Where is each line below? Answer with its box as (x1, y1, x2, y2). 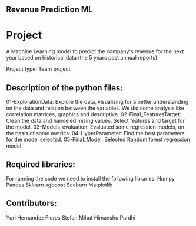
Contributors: (6, 198, 57, 208)
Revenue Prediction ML (6, 5, 93, 15)
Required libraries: (6, 159, 75, 169)
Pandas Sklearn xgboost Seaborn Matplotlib (6, 181, 113, 188)
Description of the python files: (6, 83, 123, 93)
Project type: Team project (6, 65, 71, 73)
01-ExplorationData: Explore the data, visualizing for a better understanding (6, 99, 189, 106)
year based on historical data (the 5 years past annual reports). (6, 54, 159, 61)
